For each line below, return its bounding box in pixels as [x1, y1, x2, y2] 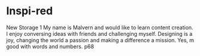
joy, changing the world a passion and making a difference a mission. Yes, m [6, 36, 195, 43]
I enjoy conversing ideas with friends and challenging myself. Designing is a [6, 30, 193, 37]
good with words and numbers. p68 [6, 43, 94, 50]
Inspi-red [6, 4, 53, 18]
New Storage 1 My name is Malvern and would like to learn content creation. [6, 24, 193, 31]
